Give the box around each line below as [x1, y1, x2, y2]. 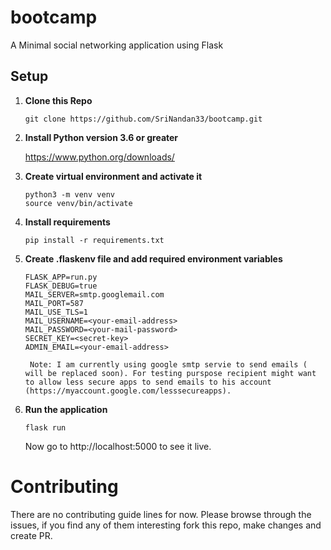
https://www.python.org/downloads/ [24, 151, 175, 163]
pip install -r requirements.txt [24, 235, 165, 245]
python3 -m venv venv [24, 189, 115, 200]
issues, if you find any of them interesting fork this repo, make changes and [10, 519, 322, 531]
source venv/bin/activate [24, 198, 133, 208]
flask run [24, 422, 67, 433]
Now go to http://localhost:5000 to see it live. [24, 440, 212, 452]
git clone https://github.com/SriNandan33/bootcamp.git [24, 114, 263, 124]
